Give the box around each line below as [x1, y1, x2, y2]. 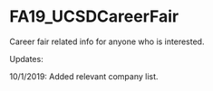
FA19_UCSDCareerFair [9, 6, 179, 27]
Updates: [9, 53, 44, 64]
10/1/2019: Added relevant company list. [9, 70, 159, 82]
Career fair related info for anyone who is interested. [9, 36, 205, 47]
